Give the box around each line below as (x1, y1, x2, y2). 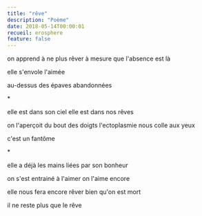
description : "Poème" (7, 17, 70, 23)
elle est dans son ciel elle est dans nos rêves (7, 108, 134, 116)
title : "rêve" (7, 10, 48, 17)
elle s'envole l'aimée (7, 68, 65, 76)
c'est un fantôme (7, 135, 55, 143)
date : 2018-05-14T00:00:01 (7, 23, 85, 30)
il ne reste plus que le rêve (7, 201, 82, 210)
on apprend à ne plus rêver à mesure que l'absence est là (7, 54, 171, 63)
